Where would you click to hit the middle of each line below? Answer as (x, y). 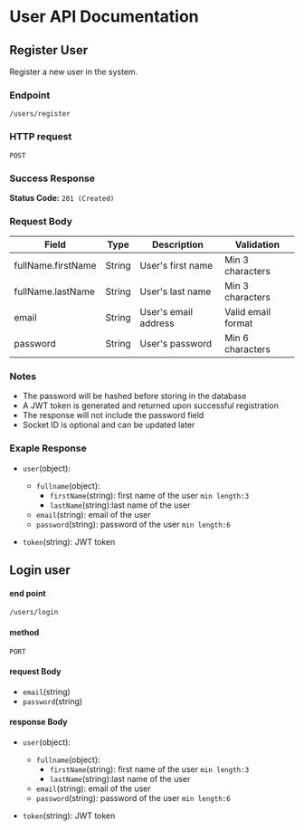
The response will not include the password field (113, 415)
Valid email (248, 312)
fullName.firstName (55, 266)
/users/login (34, 613)
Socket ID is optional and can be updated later (109, 425)
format (239, 323)
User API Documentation (104, 17)
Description (178, 244)
